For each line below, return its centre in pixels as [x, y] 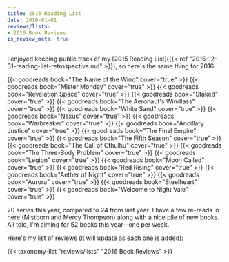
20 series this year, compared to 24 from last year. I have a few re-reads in [113, 210]
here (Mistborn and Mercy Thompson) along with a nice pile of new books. [113, 217]
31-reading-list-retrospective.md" [55, 66]
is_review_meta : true [38, 39]
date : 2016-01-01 [32, 20]
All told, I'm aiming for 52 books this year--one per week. [88, 225]
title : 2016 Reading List [44, 13]
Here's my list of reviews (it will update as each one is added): [96, 238]
